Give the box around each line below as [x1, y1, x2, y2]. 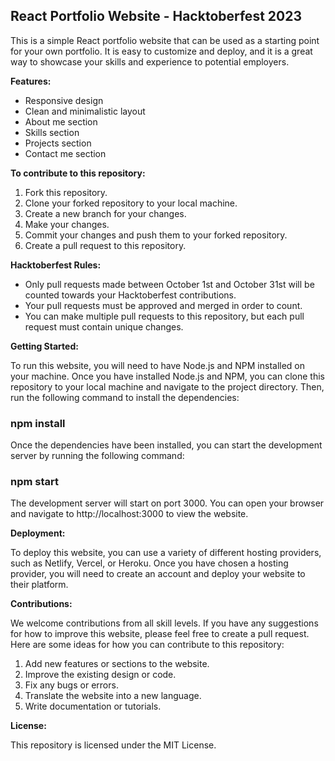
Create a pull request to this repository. [24, 239, 187, 251]
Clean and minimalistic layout [24, 105, 146, 117]
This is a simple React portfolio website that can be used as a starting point [10, 34, 320, 46]
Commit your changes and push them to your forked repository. [24, 229, 288, 241]
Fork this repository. [24, 186, 108, 198]
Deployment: [10, 527, 66, 539]
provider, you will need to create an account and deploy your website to [10, 568, 306, 580]
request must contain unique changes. [24, 320, 184, 333]
